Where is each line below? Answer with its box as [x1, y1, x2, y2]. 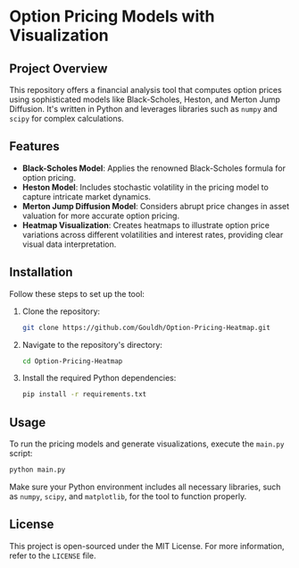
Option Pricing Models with [9, 6, 216, 27]
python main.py [9, 465, 66, 475]
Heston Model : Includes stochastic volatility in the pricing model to [21, 182, 270, 192]
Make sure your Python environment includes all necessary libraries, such [9, 481, 281, 492]
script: [9, 448, 33, 459]
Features [9, 139, 60, 154]
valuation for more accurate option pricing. [21, 210, 180, 221]
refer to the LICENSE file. [9, 550, 96, 561]
